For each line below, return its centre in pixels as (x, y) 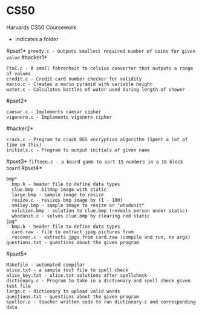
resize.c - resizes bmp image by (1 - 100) (67, 200)
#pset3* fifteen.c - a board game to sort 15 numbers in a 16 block (95, 161)
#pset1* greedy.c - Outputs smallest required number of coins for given (101, 51)
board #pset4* (24, 168)
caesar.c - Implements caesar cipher (54, 112)
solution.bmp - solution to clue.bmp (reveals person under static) (100, 211)
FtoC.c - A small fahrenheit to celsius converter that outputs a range (100, 68)
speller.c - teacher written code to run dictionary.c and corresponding (101, 302)
